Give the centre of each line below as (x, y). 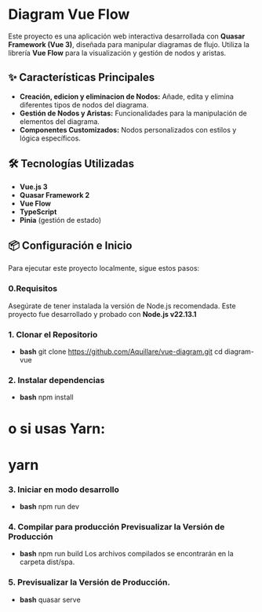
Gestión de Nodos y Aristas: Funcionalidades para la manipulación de (133, 113)
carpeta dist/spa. (47, 562)
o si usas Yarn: (57, 429)
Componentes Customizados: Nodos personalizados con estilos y (128, 129)
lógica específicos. (50, 138)
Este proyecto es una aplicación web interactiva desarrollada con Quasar (127, 36)
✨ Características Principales (82, 77)
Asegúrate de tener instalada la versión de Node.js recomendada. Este (122, 306)
